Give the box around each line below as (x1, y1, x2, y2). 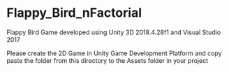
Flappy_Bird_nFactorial (6, 5, 142, 21)
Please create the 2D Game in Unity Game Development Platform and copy (6, 49, 222, 57)
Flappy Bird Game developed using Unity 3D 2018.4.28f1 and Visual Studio (6, 28, 221, 36)
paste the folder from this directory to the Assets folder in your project (6, 56, 209, 64)
